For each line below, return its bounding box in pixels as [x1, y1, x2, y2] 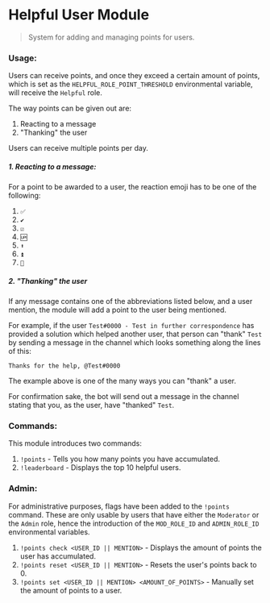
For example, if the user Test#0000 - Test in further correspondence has [8, 321, 255, 331]
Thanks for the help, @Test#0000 [8, 362, 121, 370]
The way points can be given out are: [8, 103, 131, 114]
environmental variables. [8, 526, 90, 537]
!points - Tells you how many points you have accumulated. [19, 454, 220, 464]
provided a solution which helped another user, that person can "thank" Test [8, 329, 263, 339]
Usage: [8, 52, 38, 64]
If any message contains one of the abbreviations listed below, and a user [8, 297, 253, 306]
